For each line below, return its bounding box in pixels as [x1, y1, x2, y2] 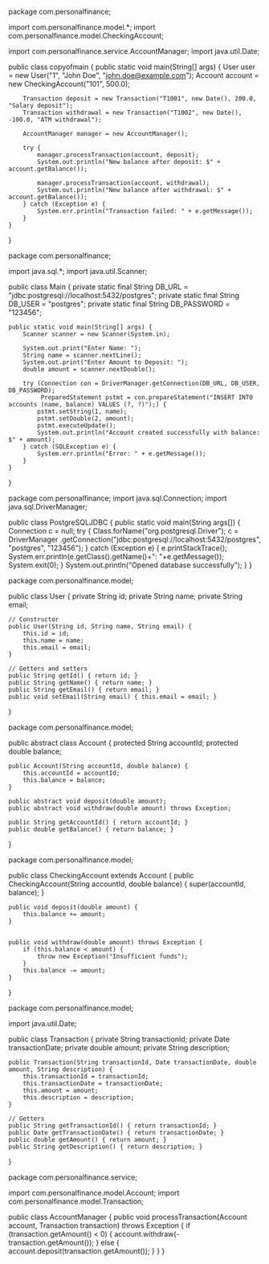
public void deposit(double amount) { [8, 903, 138, 911]
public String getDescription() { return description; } [8, 1143, 203, 1151]
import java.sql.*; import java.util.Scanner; [8, 267, 148, 276]
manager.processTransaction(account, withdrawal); [37, 179, 210, 187]
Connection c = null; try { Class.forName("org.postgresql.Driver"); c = [8, 526, 239, 535]
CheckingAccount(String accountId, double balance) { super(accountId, [8, 879, 247, 889]
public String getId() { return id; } [8, 672, 138, 680]
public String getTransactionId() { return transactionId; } [8, 1122, 218, 1130]
